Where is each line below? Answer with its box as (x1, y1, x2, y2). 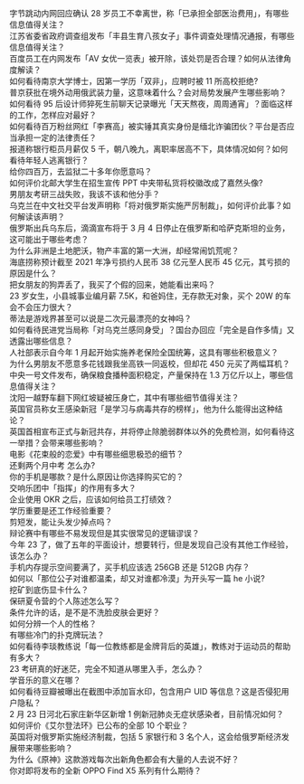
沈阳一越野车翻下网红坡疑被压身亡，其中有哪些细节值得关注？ (9, 392, 240, 402)
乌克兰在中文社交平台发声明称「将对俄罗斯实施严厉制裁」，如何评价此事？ (9, 200, 283, 211)
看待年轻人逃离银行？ (9, 155, 89, 165)
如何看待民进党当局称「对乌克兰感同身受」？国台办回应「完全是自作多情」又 (9, 325, 295, 335)
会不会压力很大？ (9, 302, 73, 312)
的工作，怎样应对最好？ (9, 109, 97, 120)
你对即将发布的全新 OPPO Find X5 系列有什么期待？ (9, 765, 202, 776)
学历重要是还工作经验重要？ (9, 505, 113, 515)
